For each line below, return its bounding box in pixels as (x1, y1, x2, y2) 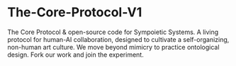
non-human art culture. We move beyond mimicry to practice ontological (7, 43, 220, 51)
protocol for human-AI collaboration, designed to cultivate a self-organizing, (7, 35, 230, 43)
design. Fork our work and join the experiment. (7, 50, 144, 59)
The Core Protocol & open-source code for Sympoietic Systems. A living (7, 28, 219, 36)
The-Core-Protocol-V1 (7, 4, 142, 21)
